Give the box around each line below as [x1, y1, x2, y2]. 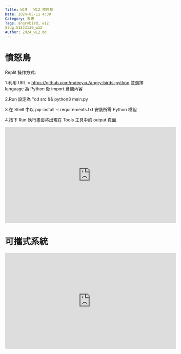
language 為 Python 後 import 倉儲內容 [5, 86, 83, 92]
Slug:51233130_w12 [5, 25, 42, 30]
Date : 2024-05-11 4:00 [5, 12, 51, 17]
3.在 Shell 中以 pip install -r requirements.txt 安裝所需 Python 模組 [5, 106, 137, 112]
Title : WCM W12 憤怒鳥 [5, 7, 54, 12]
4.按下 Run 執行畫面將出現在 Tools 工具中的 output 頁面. [5, 117, 118, 122]
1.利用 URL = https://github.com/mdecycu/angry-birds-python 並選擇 [5, 79, 144, 85]
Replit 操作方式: [5, 69, 36, 75]
